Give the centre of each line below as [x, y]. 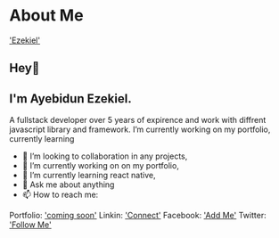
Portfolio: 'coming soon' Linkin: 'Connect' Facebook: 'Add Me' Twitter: [138, 216]
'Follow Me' [30, 225]
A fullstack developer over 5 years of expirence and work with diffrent [138, 120]
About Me [46, 16]
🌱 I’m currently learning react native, [89, 176]
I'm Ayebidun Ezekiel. [70, 98]
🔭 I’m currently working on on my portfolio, [101, 166]
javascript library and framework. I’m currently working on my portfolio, [140, 129]
